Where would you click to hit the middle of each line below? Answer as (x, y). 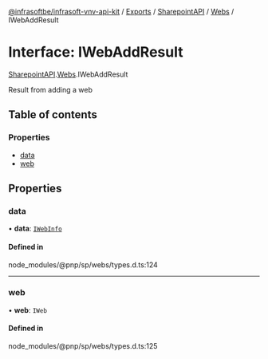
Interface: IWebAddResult (96, 52)
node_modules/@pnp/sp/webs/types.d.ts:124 (83, 264)
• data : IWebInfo (35, 229)
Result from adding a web (51, 89)
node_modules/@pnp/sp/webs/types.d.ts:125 (83, 346)
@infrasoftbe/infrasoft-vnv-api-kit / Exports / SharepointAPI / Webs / (121, 12)
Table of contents (53, 115)
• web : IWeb (28, 310)
